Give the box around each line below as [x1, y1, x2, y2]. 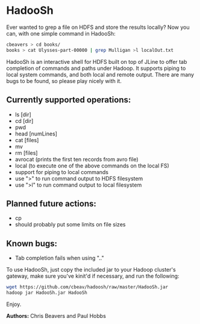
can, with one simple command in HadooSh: [6, 30, 116, 37]
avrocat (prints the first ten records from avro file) [14, 155, 139, 163]
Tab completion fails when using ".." [14, 254, 104, 262]
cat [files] [14, 136, 39, 143]
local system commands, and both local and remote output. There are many [6, 70, 195, 78]
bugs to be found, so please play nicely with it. [6, 77, 122, 84]
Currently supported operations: [6, 95, 131, 105]
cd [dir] [14, 117, 34, 124]
